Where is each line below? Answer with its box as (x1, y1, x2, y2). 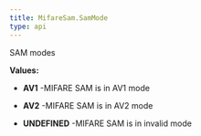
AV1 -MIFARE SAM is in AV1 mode (22, 82, 151, 93)
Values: (9, 65, 39, 76)
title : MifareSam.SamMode (9, 13, 108, 23)
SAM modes (9, 47, 57, 58)
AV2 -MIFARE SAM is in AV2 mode (22, 99, 153, 110)
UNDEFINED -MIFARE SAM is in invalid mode (22, 118, 192, 129)
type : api (9, 22, 48, 31)
